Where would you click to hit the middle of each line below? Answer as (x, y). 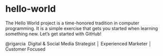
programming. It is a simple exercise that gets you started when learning (81, 28)
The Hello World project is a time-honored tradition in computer (72, 23)
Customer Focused (25, 49)
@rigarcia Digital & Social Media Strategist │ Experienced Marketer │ (79, 43)
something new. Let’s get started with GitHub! (53, 34)
